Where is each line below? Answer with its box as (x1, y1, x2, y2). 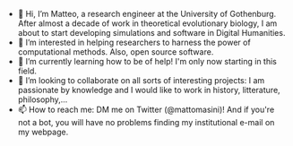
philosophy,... (17, 94, 68, 105)
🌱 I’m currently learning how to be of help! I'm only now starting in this (17, 56, 278, 66)
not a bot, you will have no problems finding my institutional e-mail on (17, 117, 275, 127)
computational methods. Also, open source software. (17, 47, 214, 57)
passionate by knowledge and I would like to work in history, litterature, (17, 85, 280, 95)
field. (17, 65, 38, 76)
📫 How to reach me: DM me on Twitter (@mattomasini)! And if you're (17, 104, 275, 115)
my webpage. (17, 126, 69, 137)
